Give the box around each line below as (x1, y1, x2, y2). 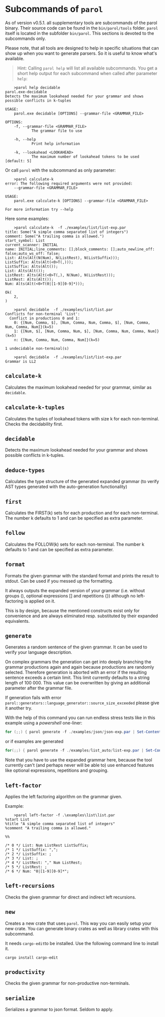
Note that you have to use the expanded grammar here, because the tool (5, 757, 152, 763)
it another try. (5, 705, 33, 711)
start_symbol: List (5, 238, 45, 243)
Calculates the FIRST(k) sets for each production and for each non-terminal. (5, 510, 159, 516)
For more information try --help (5, 207, 74, 212)
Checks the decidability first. (5, 421, 63, 427)
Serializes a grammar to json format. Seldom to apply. (5, 1007, 114, 1013)
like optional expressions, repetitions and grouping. (5, 767, 109, 773)
